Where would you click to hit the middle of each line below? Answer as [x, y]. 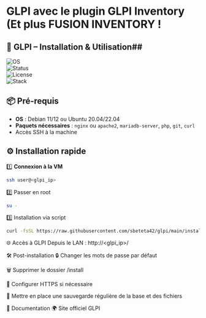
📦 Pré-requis [33, 101]
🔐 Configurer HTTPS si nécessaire [50, 284]
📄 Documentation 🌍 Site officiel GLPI [53, 308]
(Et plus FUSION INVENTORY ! [84, 24]
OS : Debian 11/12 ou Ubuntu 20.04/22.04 [67, 119]
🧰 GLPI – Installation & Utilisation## [74, 47]
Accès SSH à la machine [46, 132]
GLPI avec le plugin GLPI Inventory [96, 11]
